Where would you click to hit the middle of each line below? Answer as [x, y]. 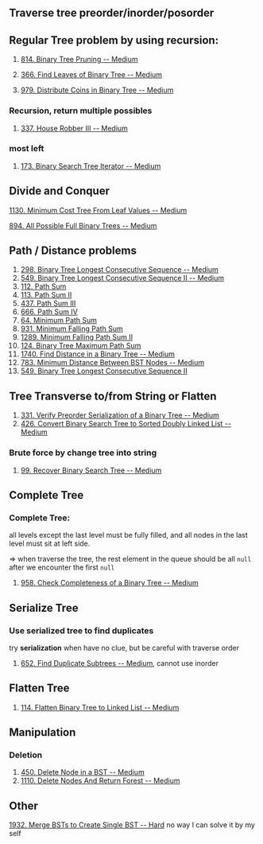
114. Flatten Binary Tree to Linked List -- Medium [100, 707]
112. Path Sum [43, 286]
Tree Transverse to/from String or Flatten [113, 396]
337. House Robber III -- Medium [74, 128]
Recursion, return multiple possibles [81, 111]
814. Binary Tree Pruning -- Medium [79, 60]
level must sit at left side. [50, 543]
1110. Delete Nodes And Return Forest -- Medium [100, 781]
